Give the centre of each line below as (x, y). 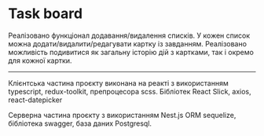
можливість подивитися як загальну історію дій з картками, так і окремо (131, 52)
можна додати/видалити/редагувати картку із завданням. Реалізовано (128, 43)
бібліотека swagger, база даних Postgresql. (80, 123)
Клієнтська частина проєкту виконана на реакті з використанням (119, 83)
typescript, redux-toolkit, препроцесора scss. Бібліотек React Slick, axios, (130, 91)
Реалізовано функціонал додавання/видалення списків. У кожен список (129, 35)
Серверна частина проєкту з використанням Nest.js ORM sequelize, (122, 115)
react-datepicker (35, 100)
